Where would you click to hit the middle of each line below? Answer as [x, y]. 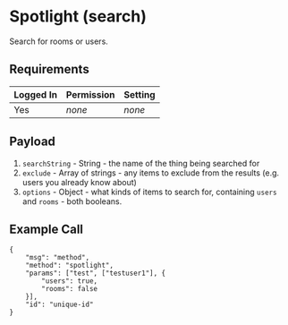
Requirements [49, 69]
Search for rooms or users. [59, 41]
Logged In [36, 94]
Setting [140, 94]
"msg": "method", [58, 258]
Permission [90, 94]
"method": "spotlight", [70, 266]
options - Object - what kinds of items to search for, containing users [149, 192]
